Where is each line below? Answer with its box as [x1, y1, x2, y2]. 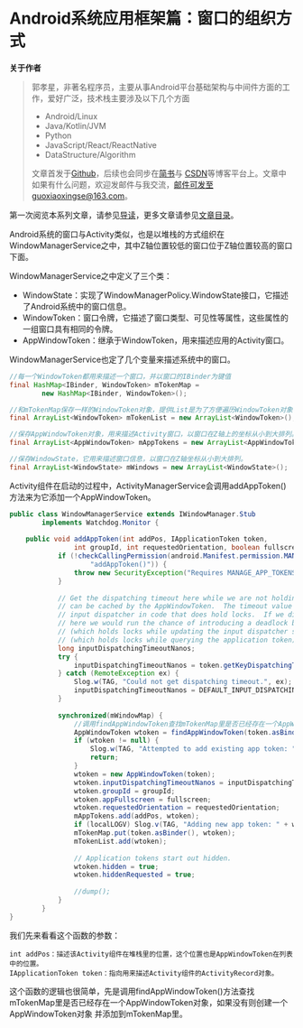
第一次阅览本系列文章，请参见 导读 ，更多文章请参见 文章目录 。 [9, 209, 239, 220]
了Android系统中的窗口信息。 [22, 301, 132, 311]
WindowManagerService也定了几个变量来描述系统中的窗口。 [9, 354, 236, 365]
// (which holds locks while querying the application [57, 635, 269, 644]
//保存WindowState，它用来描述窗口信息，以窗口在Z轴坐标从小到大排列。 [9, 455, 248, 464]
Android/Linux [44, 110, 98, 122]
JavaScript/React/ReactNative [44, 139, 158, 150]
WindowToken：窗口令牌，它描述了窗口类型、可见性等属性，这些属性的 [22, 312, 289, 323]
